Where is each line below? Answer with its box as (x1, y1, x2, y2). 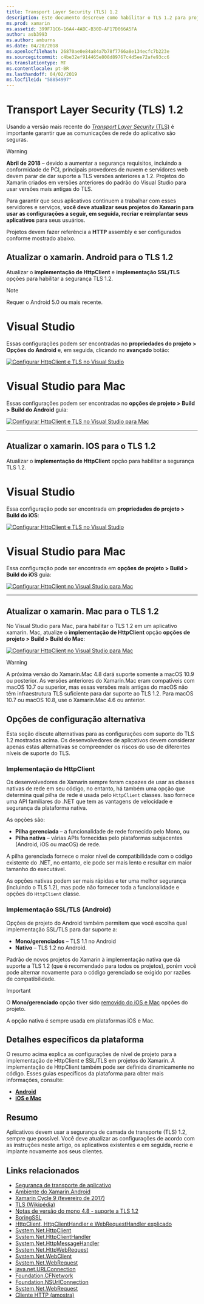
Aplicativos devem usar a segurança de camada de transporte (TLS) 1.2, (6, 1128, 187, 1136)
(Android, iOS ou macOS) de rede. (15, 841, 101, 848)
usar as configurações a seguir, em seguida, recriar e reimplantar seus (6, 210, 188, 218)
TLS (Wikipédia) (15, 1201, 56, 1209)
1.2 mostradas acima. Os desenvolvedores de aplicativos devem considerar (6, 737, 195, 744)
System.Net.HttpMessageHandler (15, 1240, 100, 1247)
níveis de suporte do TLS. (6, 750, 71, 757)
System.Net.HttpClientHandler (15, 1233, 91, 1241)
